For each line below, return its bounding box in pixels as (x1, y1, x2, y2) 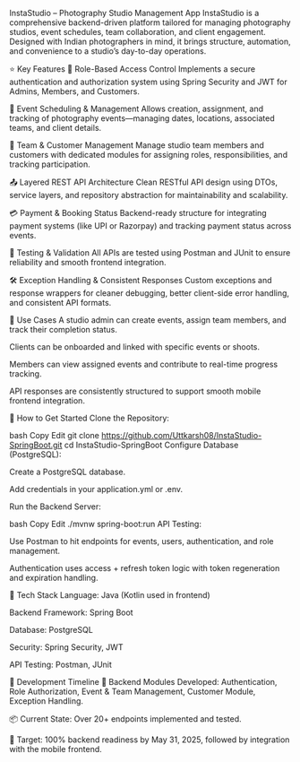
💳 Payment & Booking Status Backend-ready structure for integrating (9, 208, 267, 218)
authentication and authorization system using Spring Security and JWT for (9, 76, 288, 87)
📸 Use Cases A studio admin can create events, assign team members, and (9, 315, 287, 325)
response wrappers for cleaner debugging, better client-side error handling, (9, 288, 289, 299)
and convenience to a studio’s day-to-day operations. (9, 46, 207, 56)
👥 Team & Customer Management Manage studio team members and (9, 140, 264, 151)
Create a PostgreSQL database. (9, 466, 126, 477)
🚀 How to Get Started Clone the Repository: (9, 412, 170, 423)
